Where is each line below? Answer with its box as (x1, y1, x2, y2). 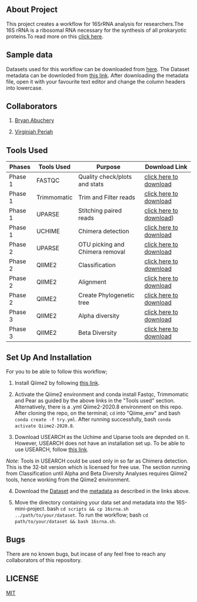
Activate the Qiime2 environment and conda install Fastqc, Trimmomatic (14, 391, 189, 398)
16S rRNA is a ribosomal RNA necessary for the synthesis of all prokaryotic (6, 26, 187, 34)
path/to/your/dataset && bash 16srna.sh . (14, 518, 116, 525)
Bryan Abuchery (14, 117, 55, 124)
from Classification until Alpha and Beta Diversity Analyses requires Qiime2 (6, 470, 188, 477)
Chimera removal (78, 248, 125, 256)
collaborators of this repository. (6, 556, 82, 564)
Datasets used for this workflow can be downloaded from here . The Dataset (6, 65, 189, 72)
